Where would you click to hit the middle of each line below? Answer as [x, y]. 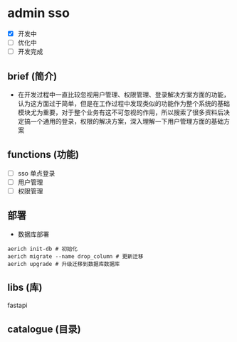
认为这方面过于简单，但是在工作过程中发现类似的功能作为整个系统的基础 [123, 103]
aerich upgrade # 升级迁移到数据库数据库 [64, 264]
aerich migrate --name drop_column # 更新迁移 [75, 256]
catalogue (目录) [44, 329]
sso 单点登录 [36, 173]
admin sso [38, 13]
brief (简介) [32, 76]
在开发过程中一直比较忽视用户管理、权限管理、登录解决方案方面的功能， [123, 95]
